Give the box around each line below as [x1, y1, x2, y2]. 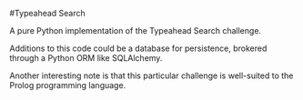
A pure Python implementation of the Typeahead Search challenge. [9, 25, 262, 35]
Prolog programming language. [9, 80, 126, 90]
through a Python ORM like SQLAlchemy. [9, 53, 163, 63]
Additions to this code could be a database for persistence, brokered [9, 43, 268, 54]
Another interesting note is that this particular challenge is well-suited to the [9, 70, 294, 81]
